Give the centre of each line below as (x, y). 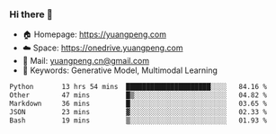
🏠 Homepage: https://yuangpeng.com (94, 34)
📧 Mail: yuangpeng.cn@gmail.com (86, 61)
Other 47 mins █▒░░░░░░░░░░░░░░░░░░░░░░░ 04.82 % (138, 95)
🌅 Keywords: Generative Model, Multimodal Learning (120, 70)
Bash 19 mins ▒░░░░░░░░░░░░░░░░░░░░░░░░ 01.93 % (138, 121)
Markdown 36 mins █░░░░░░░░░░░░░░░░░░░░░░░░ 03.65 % (138, 104)
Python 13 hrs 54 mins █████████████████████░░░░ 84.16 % (138, 87)
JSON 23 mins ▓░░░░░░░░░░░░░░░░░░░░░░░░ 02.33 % (138, 112)
